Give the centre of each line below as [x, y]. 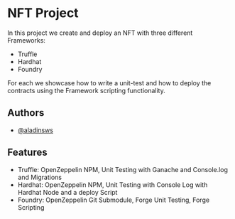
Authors [26, 113]
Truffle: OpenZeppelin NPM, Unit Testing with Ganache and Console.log [123, 169]
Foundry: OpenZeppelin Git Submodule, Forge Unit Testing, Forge [114, 200]
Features [27, 153]
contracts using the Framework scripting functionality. [86, 90]
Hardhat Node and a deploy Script [67, 192]
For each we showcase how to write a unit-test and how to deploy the [109, 82]
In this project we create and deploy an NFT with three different [100, 33]
